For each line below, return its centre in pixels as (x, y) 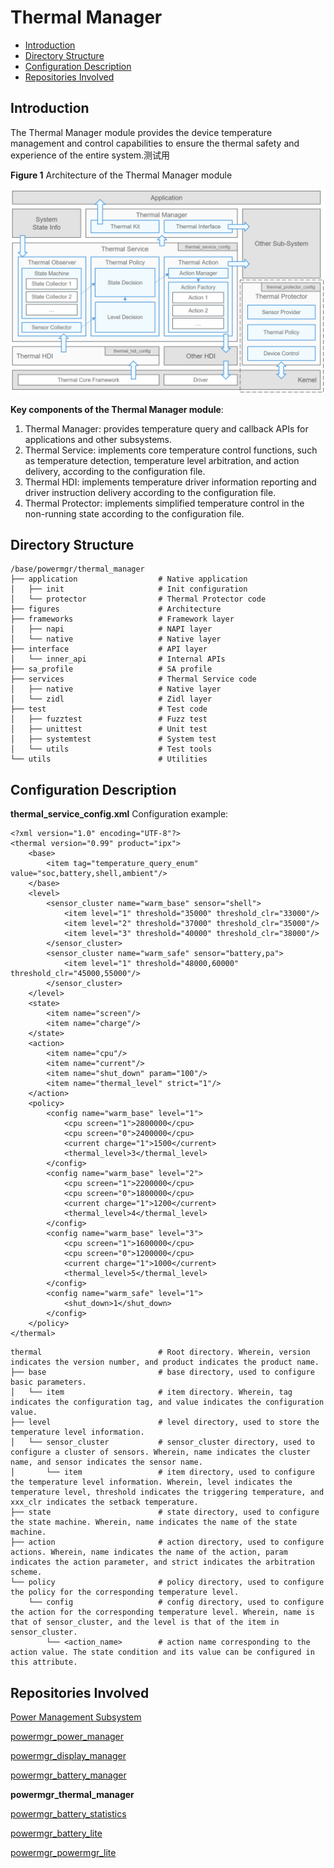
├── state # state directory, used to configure (165, 1512)
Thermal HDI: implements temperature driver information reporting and (170, 482)
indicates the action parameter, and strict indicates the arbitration (162, 1562)
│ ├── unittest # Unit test (109, 729)
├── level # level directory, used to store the (165, 1422)
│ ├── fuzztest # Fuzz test (109, 719)
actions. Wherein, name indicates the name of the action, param (149, 1552)
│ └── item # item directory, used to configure (162, 1472)
